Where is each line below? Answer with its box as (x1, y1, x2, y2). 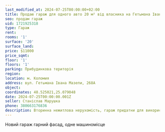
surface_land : (5, 44, 34, 49)
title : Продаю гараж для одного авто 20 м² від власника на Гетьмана (5, 12, 151, 17)
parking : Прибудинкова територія (5, 67, 74, 72)
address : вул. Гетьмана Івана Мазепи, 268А (5, 80, 96, 85)
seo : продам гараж (5, 16, 43, 21)
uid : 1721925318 (5, 21, 38, 26)
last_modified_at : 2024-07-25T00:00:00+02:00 (5, 7, 100, 12)
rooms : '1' (5, 35, 27, 40)
